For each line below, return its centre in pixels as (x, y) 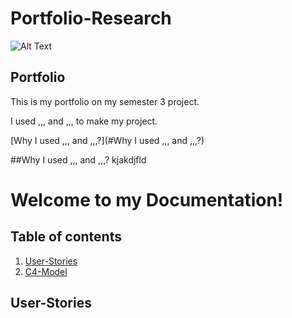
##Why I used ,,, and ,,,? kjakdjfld (78, 159)
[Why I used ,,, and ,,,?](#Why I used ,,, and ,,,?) (107, 140)
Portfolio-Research (91, 18)
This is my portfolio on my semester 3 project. (105, 101)
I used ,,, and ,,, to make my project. (84, 121)
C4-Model (46, 271)
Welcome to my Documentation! (147, 199)
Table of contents (66, 237)
